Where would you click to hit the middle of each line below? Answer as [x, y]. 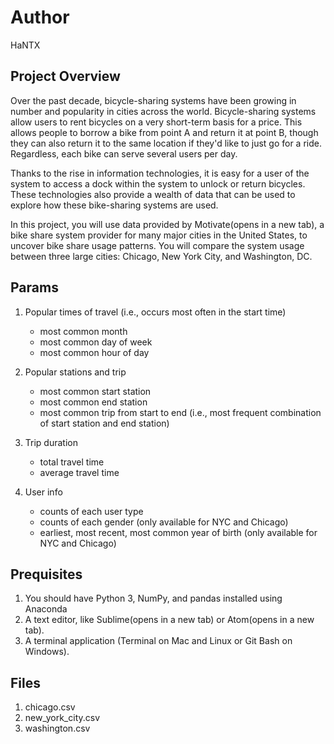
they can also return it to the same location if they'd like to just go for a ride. [166, 143]
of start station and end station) [104, 423]
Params [34, 287]
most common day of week [96, 342]
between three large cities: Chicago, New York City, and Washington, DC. [161, 256]
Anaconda [46, 609]
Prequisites [46, 574]
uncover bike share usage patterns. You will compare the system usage [157, 245]
